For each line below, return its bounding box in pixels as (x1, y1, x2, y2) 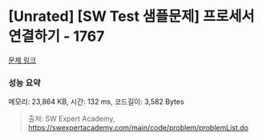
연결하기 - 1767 (8, 27, 105, 46)
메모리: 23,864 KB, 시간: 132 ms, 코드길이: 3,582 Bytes (8, 97, 184, 106)
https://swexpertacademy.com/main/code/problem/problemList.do (27, 123, 249, 133)
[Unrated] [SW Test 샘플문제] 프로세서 (8, 7, 255, 26)
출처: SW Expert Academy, (27, 114, 115, 124)
